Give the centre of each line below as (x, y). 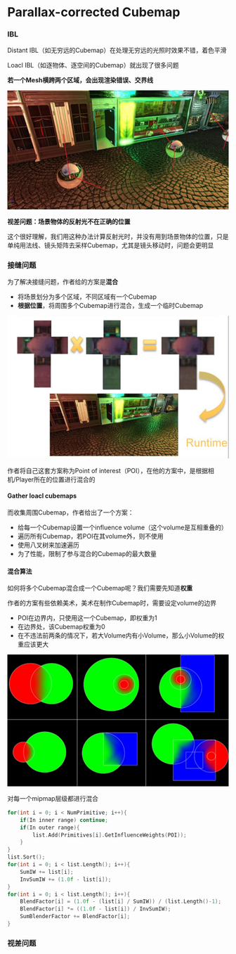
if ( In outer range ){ (50, 827)
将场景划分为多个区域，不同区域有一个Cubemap (87, 297)
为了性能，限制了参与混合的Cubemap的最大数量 (87, 553)
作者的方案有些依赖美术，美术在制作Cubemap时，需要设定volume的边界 (112, 603)
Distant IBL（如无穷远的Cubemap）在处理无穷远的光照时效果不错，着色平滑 (117, 51)
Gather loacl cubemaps (42, 496)
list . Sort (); (26, 857)
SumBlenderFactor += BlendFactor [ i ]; (75, 917)
